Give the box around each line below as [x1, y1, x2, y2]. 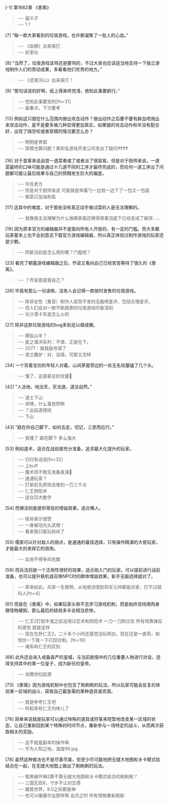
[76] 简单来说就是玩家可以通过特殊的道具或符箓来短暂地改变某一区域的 [5, 716, 152, 722]
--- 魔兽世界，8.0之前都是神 [17, 786, 76, 792]
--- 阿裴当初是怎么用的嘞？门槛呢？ [17, 249, 92, 255]
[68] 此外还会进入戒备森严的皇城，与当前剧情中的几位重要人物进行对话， [5, 654, 156, 660]
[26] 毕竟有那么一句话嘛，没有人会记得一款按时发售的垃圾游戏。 [5, 288, 139, 294]
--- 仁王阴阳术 [17, 488, 48, 494]
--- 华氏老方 [17, 181, 43, 187]
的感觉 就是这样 [17, 625, 50, 630]
